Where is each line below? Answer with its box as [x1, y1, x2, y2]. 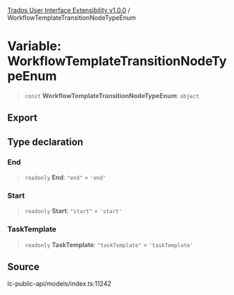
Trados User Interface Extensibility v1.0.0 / [7, 6, 130, 14]
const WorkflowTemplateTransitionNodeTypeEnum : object [24, 91, 199, 100]
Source [7, 261, 40, 272]
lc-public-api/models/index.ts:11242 [7, 279, 111, 288]
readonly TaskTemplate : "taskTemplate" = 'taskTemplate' [24, 240, 194, 249]
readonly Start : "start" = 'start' [24, 207, 122, 215]
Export [7, 112, 37, 124]
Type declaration [7, 136, 83, 147]
